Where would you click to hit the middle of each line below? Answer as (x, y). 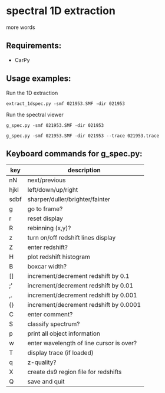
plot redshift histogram (59, 257)
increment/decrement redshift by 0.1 (78, 276)
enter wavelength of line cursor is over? (82, 343)
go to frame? (45, 209)
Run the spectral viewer (35, 114)
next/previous (47, 180)
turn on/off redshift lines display (72, 238)
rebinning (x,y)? (49, 228)
